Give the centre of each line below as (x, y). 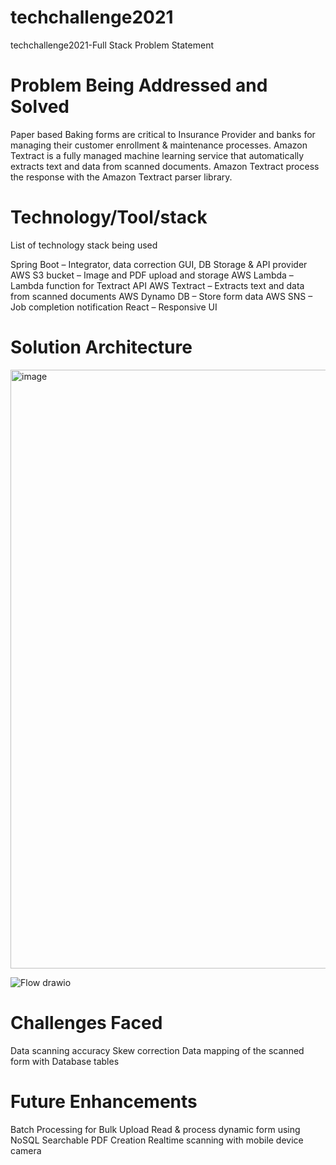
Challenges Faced (86, 1022)
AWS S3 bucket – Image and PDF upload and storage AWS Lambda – (152, 275)
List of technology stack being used (84, 245)
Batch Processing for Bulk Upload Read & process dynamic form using (155, 1129)
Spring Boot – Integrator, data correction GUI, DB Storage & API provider (159, 264)
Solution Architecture (101, 347)
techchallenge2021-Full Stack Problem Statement (112, 45)
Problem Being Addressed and (139, 85)
